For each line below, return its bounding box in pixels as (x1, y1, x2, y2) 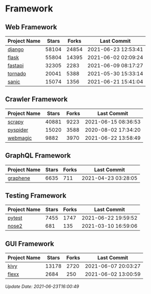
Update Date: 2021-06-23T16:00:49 (5, 284, 79, 290)
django (7, 46, 24, 53)
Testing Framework (5, 192, 67, 200)
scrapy (7, 118, 24, 125)
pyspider (7, 126, 28, 133)
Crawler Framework (5, 95, 68, 103)
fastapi (7, 62, 24, 69)
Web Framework (5, 23, 57, 31)
